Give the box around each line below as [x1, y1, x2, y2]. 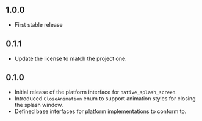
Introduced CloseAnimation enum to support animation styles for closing [14, 95, 196, 102]
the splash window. [14, 102, 63, 109]
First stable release [14, 21, 63, 28]
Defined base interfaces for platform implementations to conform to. [14, 108, 187, 115]
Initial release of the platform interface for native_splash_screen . [14, 88, 178, 96]
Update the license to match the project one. [14, 55, 127, 62]
